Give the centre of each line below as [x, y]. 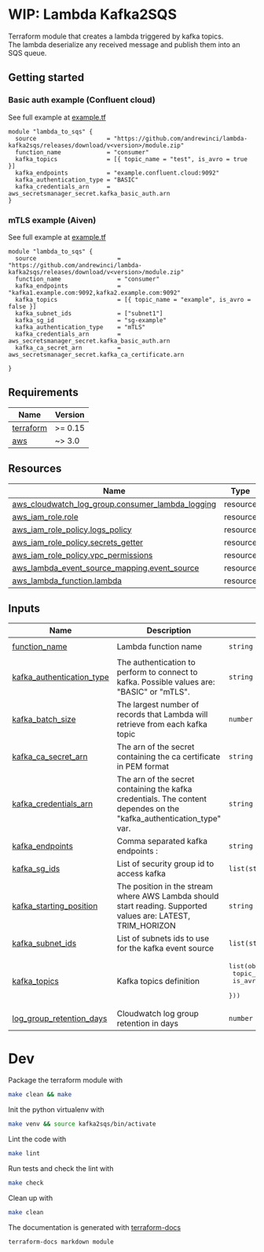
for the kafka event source [165, 949]
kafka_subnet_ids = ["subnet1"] [89, 313]
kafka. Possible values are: [166, 682]
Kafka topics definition [158, 981]
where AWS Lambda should [168, 896]
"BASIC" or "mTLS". [153, 692]
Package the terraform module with [66, 1080]
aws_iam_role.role [45, 516]
